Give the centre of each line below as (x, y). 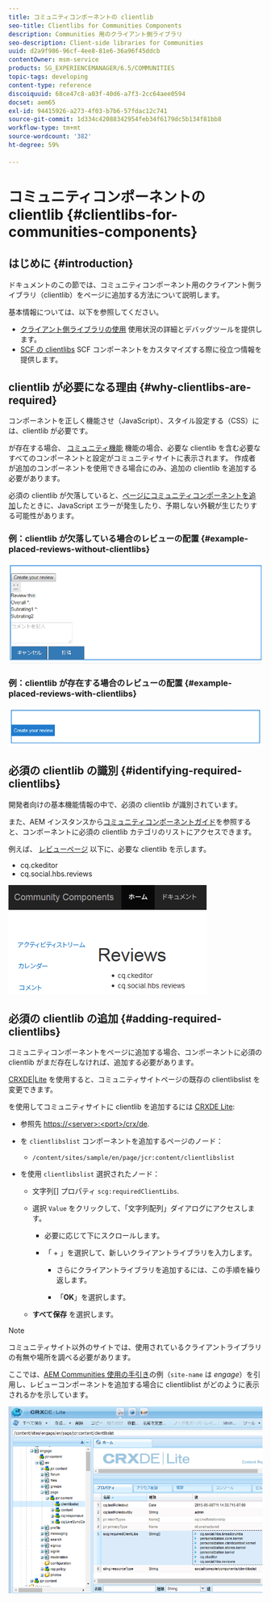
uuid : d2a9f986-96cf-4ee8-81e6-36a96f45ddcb (84, 51)
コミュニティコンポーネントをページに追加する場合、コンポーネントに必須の (135, 1052)
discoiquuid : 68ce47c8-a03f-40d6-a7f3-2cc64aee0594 (97, 94)
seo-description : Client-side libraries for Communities (106, 43)
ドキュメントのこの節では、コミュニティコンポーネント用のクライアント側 (132, 285)
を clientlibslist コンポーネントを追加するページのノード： (121, 1141)
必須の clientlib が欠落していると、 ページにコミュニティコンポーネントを (129, 495)
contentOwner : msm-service (54, 60)
